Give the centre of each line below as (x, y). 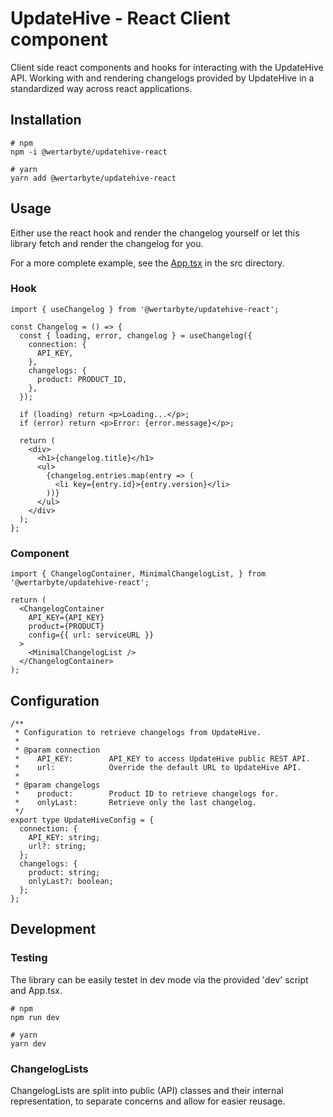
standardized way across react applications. (101, 88)
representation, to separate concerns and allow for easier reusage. (148, 1101)
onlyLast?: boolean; (71, 881)
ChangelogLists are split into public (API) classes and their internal (147, 1090)
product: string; (64, 872)
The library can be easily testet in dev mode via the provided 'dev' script (159, 979)
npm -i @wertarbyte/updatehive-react (89, 152)
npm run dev (35, 1017)
